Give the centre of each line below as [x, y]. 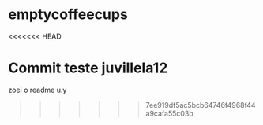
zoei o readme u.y [38, 90]
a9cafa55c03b [169, 113]
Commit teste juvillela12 [88, 68]
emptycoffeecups [68, 15]
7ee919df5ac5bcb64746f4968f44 [201, 105]
